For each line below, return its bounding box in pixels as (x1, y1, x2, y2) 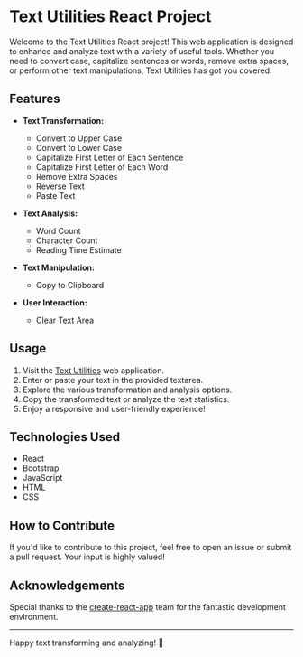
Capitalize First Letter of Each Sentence (35, 152, 184, 163)
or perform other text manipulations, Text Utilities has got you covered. (9, 65, 272, 76)
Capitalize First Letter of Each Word (35, 161, 169, 173)
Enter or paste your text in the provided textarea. (22, 374, 204, 385)
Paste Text (35, 190, 76, 201)
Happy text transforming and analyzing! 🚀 (9, 637, 164, 648)
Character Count (35, 235, 98, 246)
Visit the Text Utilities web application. (22, 364, 165, 376)
